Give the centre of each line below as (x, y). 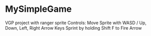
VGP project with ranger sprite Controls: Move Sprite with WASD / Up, (76, 23)
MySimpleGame (39, 9)
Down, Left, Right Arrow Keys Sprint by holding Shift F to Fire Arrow (74, 28)
